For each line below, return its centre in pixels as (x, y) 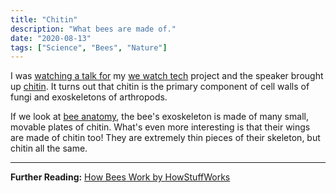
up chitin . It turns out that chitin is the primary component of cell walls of (160, 87)
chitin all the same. (49, 148)
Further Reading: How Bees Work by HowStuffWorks (120, 177)
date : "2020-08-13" (51, 38)
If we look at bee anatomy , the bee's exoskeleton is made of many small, (159, 117)
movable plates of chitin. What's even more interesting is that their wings (160, 127)
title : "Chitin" (44, 19)
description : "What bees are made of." (93, 29)
